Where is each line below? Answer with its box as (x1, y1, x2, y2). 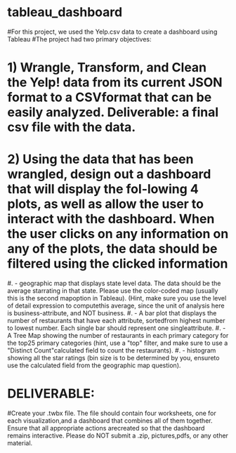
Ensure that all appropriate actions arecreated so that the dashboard (7, 424, 205, 432)
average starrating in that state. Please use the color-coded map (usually (7, 287, 218, 295)
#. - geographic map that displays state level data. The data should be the (7, 279, 221, 288)
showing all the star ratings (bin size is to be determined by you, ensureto (7, 354, 220, 362)
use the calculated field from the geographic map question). (7, 361, 181, 369)
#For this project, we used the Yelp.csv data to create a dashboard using (7, 27, 218, 36)
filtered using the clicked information (7, 256, 228, 272)
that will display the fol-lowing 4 (7, 181, 199, 197)
